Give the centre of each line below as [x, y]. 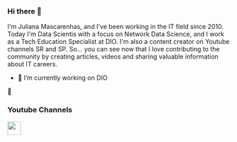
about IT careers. [33, 64]
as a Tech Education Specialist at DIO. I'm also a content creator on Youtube [118, 42]
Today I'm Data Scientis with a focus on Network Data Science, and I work [116, 34]
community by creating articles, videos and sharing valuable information [113, 57]
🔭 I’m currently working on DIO [62, 78]
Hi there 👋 [25, 11]
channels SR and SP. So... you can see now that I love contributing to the [114, 49]
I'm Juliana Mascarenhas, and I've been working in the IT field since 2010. [116, 27]
